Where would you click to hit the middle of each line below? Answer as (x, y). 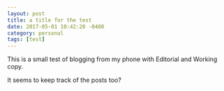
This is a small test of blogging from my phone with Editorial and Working (112, 59)
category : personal (36, 33)
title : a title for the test (50, 20)
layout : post (26, 14)
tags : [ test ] (26, 40)
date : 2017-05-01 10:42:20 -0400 (56, 26)
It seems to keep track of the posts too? (65, 80)
